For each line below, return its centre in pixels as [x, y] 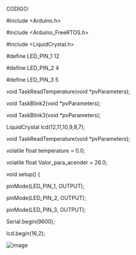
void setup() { [23, 174]
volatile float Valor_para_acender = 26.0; [57, 162]
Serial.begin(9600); [31, 221]
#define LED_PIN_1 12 [33, 56]
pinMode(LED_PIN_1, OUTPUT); [46, 186]
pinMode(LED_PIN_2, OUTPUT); [46, 198]
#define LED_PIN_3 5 [32, 80]
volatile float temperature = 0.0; [46, 151]
